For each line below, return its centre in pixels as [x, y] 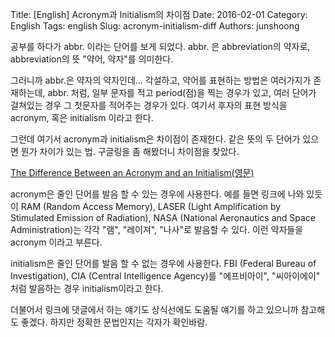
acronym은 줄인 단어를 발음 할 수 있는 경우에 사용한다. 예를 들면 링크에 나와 [157, 194]
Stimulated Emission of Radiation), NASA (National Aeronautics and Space [163, 217]
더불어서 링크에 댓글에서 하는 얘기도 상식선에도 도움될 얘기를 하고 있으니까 [154, 309]
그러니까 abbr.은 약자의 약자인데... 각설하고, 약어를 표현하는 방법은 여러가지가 [161, 80]
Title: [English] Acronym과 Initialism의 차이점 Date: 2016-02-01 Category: [159, 14]
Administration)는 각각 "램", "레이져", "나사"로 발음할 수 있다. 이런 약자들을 [157, 229]
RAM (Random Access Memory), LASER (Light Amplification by [151, 206]
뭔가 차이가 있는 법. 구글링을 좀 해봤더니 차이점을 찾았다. [130, 151]
